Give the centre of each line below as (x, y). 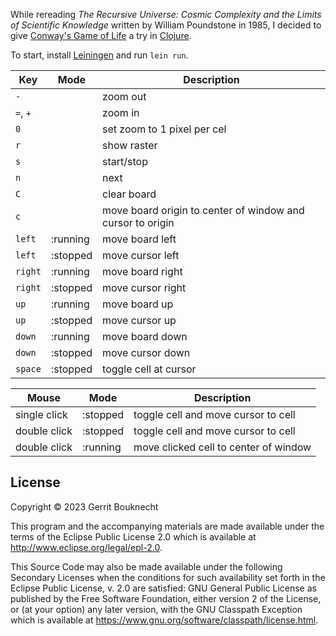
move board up (138, 304)
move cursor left (141, 255)
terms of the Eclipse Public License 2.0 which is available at (133, 536)
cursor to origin (138, 222)
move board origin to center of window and (203, 210)
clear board (129, 194)
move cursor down (146, 352)
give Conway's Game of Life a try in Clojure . (101, 35)
